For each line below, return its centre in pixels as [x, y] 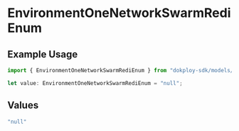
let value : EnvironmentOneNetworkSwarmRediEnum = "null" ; [95, 83]
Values [23, 105]
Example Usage [43, 54]
